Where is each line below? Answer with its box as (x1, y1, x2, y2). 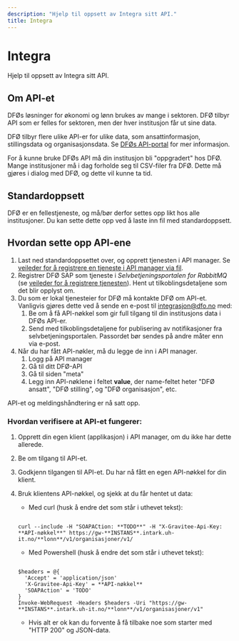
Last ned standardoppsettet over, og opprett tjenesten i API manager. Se (17, 256, 230, 264)
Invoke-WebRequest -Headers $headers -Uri (17, 600, 146, 607)
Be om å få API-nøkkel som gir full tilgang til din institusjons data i (28, 308, 221, 318)
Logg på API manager (28, 354, 93, 363)
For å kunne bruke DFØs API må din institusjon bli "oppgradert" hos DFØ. (7, 154, 223, 163)
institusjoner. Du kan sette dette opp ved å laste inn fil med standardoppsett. (7, 216, 232, 225)
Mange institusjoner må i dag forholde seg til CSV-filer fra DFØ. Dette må (7, 161, 222, 170)
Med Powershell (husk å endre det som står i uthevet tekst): (28, 548, 205, 557)
